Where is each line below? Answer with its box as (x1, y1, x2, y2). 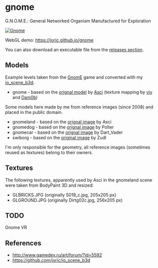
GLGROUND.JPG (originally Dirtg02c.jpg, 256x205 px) (12, 197, 123, 203)
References (5, 239, 41, 247)
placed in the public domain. (5, 109, 63, 115)
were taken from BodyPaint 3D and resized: (5, 182, 94, 188)
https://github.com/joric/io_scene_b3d (12, 257, 90, 264)
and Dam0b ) (12, 94, 38, 100)
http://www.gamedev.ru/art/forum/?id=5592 (12, 252, 102, 258)
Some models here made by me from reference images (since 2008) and (5, 104, 154, 110)
